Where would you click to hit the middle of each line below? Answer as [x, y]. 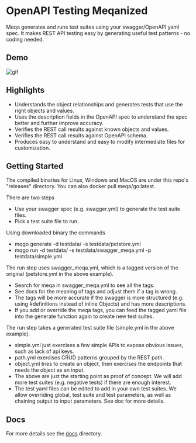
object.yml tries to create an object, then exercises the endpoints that [98, 364]
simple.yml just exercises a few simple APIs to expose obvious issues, [99, 345]
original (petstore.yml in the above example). [60, 274]
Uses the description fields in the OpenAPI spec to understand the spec [101, 117]
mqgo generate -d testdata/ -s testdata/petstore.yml [78, 244]
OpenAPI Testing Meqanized [77, 11]
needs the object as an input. [49, 370]
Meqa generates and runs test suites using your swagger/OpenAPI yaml [93, 27]
